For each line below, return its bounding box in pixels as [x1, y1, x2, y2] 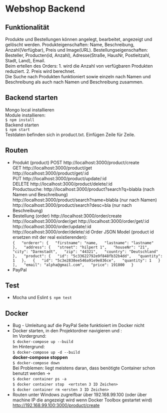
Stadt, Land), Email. [5, 58, 45, 63]
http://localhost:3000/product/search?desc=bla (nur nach [12, 202, 132, 208]
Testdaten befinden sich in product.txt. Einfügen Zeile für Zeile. [5, 131, 135, 137]
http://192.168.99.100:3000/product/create [12, 402, 100, 408]
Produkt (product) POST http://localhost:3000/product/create [12, 159, 139, 166]
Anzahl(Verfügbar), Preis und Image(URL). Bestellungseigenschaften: [5, 47, 148, 53]
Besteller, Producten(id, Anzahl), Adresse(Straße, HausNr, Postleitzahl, [5, 52, 150, 58]
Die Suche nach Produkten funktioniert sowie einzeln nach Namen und [5, 74, 151, 79]
